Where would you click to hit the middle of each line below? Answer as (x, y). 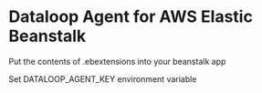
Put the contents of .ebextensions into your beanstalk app (117, 61)
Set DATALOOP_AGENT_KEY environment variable (103, 78)
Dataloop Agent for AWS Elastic (131, 17)
